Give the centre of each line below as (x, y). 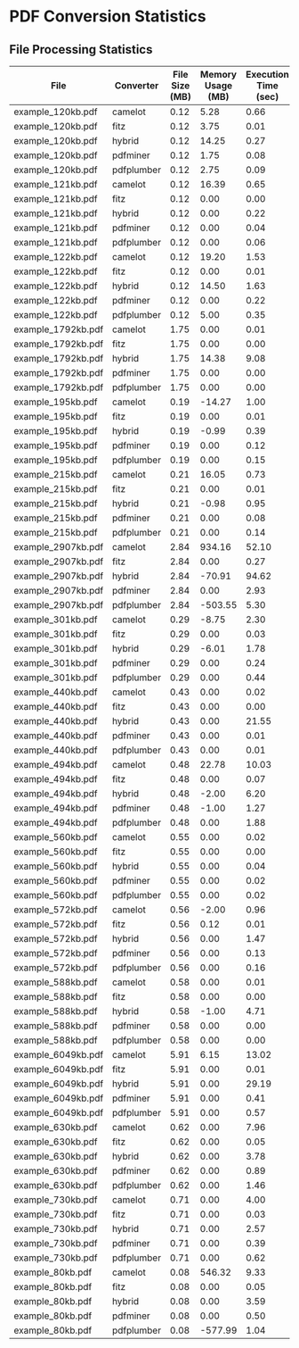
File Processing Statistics (81, 50)
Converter (137, 85)
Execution (267, 75)
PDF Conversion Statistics (108, 17)
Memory (218, 75)
